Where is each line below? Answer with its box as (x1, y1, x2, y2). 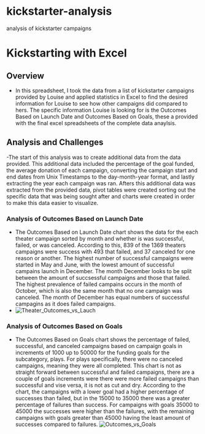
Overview (6, 71, 45, 81)
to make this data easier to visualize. (6, 199, 99, 206)
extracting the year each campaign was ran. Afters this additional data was (6, 179, 196, 187)
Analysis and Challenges (6, 137, 104, 148)
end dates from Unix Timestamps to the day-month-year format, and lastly (6, 173, 195, 180)
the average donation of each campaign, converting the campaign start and (6, 166, 198, 174)
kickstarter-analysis (6, 4, 112, 18)
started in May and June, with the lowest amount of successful (15, 261, 175, 268)
